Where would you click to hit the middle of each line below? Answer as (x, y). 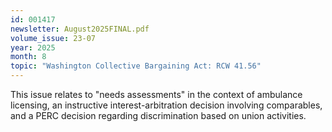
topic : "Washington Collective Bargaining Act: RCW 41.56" (136, 66)
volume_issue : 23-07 (53, 38)
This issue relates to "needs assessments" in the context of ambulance (156, 94)
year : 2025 (33, 47)
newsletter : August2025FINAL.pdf (80, 29)
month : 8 (28, 57)
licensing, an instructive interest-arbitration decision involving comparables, (166, 105)
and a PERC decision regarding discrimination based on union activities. (158, 115)
